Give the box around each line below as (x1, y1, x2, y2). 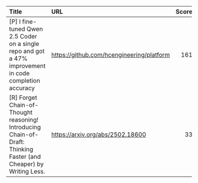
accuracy (9, 84, 35, 92)
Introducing (9, 123, 41, 131)
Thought (9, 109, 33, 116)
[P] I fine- (9, 18, 37, 25)
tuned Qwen (9, 25, 43, 33)
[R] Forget (9, 94, 37, 102)
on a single (9, 40, 39, 48)
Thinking (9, 145, 34, 153)
